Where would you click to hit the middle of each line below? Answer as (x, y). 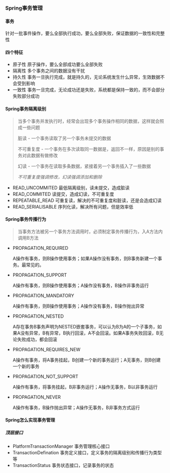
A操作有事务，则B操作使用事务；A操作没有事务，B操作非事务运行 (81, 285)
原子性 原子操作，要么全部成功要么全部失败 (57, 64)
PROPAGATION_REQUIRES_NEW (47, 349)
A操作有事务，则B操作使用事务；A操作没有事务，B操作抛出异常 (78, 306)
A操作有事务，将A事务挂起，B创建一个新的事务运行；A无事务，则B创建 (87, 360)
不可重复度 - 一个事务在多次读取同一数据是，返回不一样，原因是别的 (89, 149)
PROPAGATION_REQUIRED (40, 248)
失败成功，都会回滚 (37, 339)
